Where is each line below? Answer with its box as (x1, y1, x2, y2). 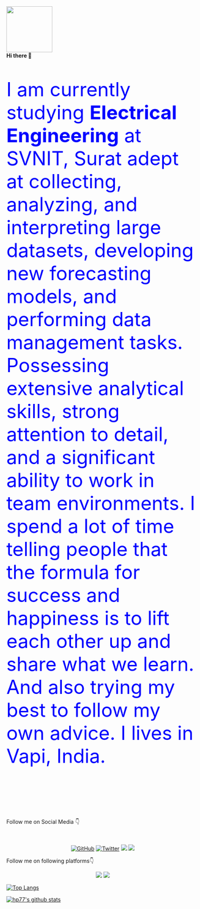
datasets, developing (6, 238, 194, 262)
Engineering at (6, 124, 142, 147)
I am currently (6, 78, 131, 101)
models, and (6, 284, 117, 308)
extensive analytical (6, 376, 185, 400)
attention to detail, (6, 422, 169, 446)
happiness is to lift (6, 606, 170, 630)
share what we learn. (6, 652, 194, 676)
